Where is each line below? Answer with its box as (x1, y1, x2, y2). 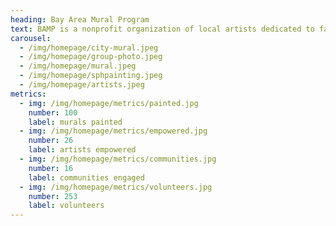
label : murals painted (28, 117, 123, 127)
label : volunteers (28, 201, 105, 211)
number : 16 (28, 163, 74, 173)
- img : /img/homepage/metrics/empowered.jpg (19, 126, 208, 136)
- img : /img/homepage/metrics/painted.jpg (19, 98, 199, 108)
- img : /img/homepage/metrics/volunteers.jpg (19, 182, 213, 192)
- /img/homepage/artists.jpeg (19, 80, 145, 90)
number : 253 (28, 191, 78, 201)
